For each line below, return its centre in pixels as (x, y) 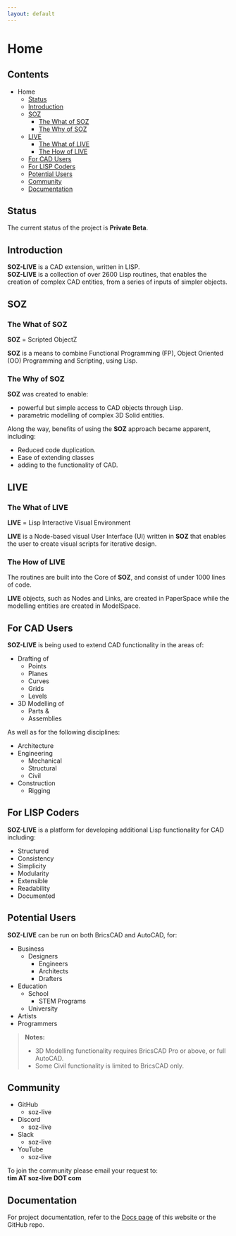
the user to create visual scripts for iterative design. (82, 544)
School (38, 993)
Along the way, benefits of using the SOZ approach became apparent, (109, 429)
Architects (54, 971)
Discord (29, 1120)
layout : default (31, 14)
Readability (34, 888)
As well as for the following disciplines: (64, 732)
